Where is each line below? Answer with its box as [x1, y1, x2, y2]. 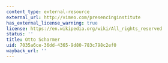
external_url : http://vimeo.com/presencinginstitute [6, 14, 141, 20]
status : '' [6, 31, 34, 37]
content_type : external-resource [6, 8, 90, 15]
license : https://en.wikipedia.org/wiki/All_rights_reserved [6, 25, 163, 32]
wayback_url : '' [6, 48, 47, 54]
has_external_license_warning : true [6, 20, 98, 26]
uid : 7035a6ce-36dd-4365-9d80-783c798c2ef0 [6, 43, 117, 49]
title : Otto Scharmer [6, 37, 61, 43]
